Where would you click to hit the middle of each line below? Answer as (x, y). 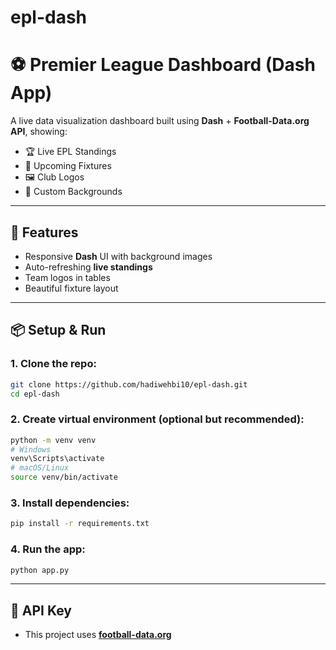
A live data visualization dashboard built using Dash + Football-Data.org (160, 121)
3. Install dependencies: (70, 503)
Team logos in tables (67, 277)
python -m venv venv (53, 440)
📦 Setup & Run (58, 330)
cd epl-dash (35, 394)
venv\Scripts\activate (57, 459)
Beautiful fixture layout (71, 288)
